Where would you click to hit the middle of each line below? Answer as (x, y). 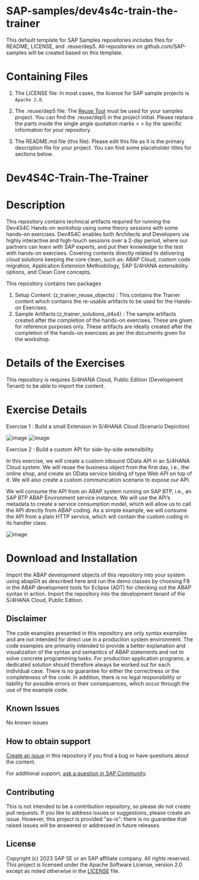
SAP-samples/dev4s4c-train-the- (92, 11)
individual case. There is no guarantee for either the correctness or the (93, 671)
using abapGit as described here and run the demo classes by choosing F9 (98, 581)
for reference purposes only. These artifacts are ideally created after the (103, 327)
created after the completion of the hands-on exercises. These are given (104, 320)
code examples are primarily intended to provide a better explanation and (96, 645)
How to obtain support (48, 741)
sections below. (34, 154)
